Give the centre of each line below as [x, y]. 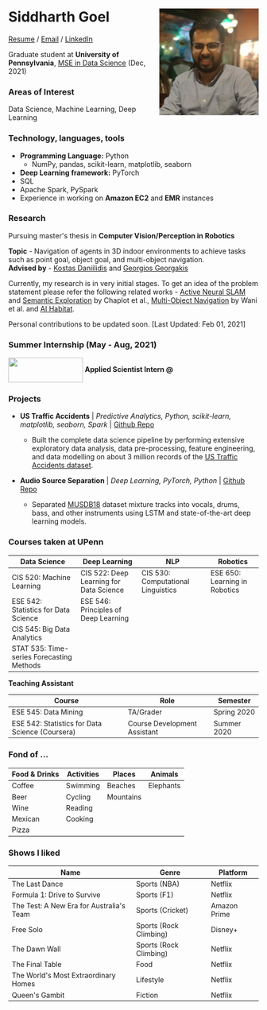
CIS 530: [156, 573]
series [21, 657]
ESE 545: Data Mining [47, 712]
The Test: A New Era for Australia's [68, 906]
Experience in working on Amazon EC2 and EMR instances [117, 198]
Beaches [121, 786]
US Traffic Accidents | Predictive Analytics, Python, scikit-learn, [126, 416]
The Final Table [37, 965]
